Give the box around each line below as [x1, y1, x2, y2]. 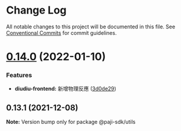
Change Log [6, 4, 67, 17]
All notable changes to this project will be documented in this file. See [6, 23, 176, 30]
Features [6, 71, 32, 80]
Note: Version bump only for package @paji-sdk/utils [6, 119, 136, 126]
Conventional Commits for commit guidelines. [6, 29, 117, 36]
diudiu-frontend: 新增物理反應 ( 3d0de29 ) [14, 85, 117, 92]
